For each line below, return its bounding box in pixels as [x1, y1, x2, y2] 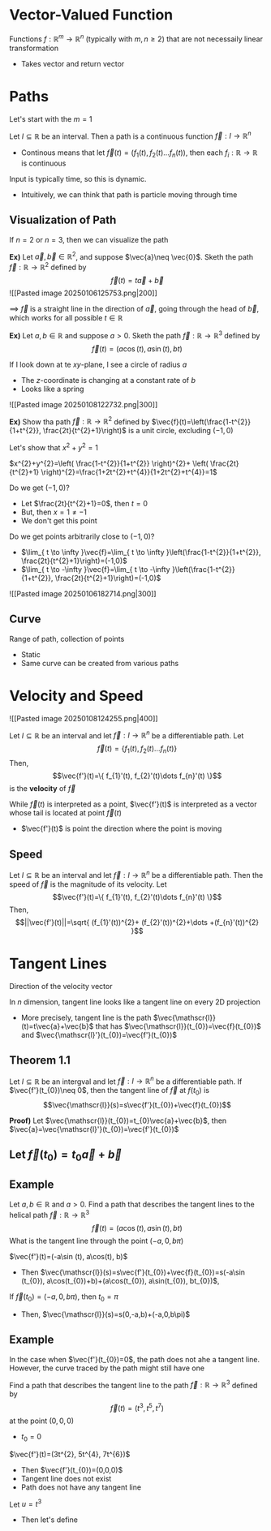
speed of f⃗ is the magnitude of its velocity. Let [9, 879, 167, 889]
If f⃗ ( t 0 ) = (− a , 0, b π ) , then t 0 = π [9, 1292, 118, 1303]
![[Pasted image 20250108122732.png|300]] [9, 399, 158, 409]
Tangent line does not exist [20, 1473, 112, 1483]
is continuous [20, 158, 67, 168]
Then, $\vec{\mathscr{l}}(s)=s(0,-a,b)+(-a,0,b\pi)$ [20, 1309, 191, 1319]
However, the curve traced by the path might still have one [9, 1363, 205, 1373]
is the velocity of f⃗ [9, 784, 76, 793]
